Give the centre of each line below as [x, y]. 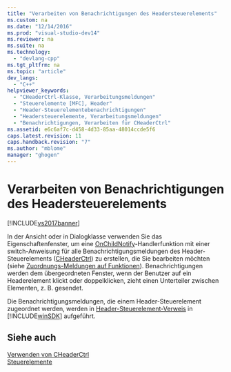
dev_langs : [23, 78]
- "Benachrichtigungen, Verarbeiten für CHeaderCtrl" [92, 123]
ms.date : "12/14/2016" [40, 26]
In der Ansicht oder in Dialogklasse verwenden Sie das [84, 236]
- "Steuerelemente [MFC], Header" [63, 104]
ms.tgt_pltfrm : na [33, 65]
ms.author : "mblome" [37, 149]
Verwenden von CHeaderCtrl [48, 354]
